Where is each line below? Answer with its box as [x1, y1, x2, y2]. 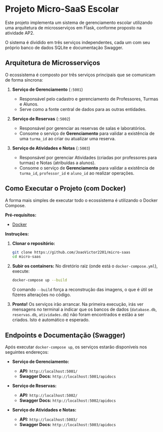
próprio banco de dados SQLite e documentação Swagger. [5, 44, 123, 50]
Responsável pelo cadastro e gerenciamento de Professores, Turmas [19, 96, 159, 102]
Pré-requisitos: [5, 212, 37, 218]
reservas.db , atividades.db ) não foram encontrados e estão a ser [12, 312, 144, 318]
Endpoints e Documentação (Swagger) [5, 331, 125, 339]
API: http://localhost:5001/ [19, 368, 78, 374]
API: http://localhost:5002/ [19, 392, 78, 398]
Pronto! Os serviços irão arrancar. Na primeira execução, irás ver [12, 302, 144, 307]
